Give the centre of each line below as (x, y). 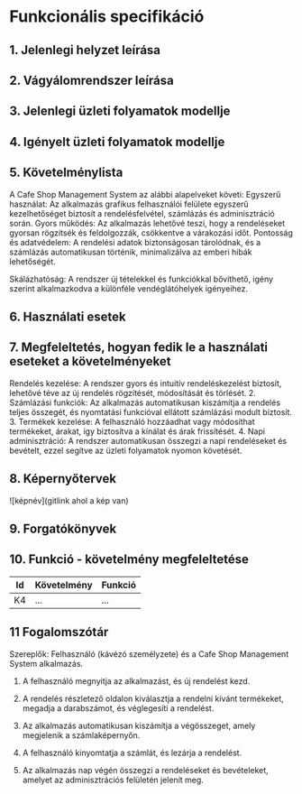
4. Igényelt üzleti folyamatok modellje (117, 142)
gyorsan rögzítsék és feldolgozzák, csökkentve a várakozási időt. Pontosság (151, 233)
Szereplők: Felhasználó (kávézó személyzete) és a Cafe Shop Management (149, 654)
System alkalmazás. (46, 663)
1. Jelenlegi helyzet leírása (85, 50)
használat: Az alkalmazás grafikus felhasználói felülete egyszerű (129, 204)
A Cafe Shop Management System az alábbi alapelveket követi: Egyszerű (145, 194)
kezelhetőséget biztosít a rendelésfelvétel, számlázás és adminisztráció (142, 213)
